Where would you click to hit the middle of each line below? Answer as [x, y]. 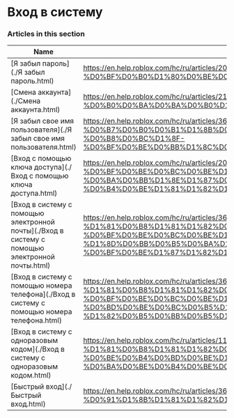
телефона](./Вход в [43, 295]
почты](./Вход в [37, 231]
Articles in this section [46, 34]
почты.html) [31, 265]
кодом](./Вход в [38, 349]
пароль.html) [32, 81]
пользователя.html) [44, 147]
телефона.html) [37, 320]
